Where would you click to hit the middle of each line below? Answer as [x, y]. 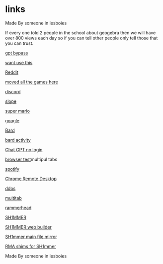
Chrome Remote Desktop [31, 179]
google [12, 120]
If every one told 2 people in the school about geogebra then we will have [81, 32]
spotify [12, 169]
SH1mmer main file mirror [31, 237]
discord [13, 91]
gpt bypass [17, 53]
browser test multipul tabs [31, 159]
